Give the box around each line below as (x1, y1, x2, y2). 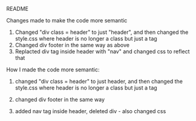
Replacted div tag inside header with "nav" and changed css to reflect (15, 48, 190, 55)
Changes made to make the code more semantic (6, 17, 128, 24)
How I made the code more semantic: (6, 66, 100, 73)
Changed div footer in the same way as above (15, 42, 130, 48)
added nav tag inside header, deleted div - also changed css (15, 108, 166, 114)
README (6, 5, 29, 12)
